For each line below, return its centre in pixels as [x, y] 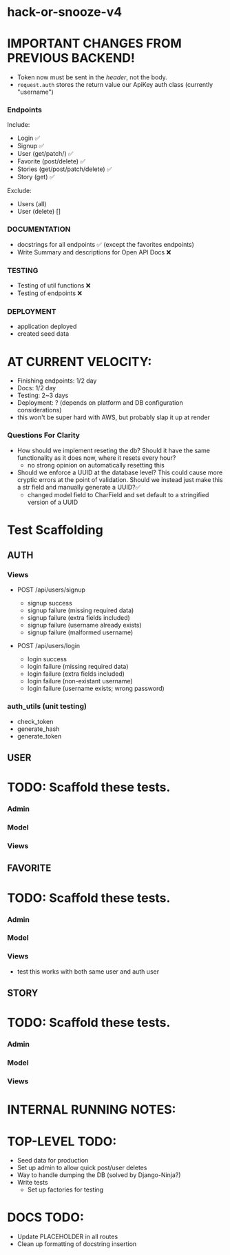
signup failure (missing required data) [81, 610]
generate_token [39, 736]
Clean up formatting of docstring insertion [77, 1244]
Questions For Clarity [44, 435]
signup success [50, 603]
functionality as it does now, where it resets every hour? [96, 458]
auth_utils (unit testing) [47, 706]
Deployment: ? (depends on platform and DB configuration [100, 403]
